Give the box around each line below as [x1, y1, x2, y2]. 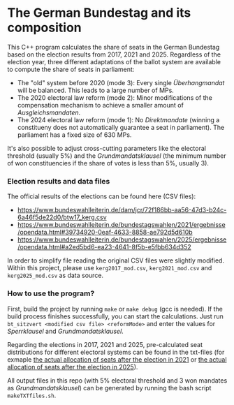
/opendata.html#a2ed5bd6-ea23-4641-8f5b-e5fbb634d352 [17, 243, 192, 251]
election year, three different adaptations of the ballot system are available [7, 57, 221, 66]
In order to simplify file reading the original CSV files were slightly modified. [7, 256, 225, 265]
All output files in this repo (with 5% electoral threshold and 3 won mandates [7, 376, 228, 385]
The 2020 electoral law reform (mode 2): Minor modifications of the [17, 93, 213, 102]
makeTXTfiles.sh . [7, 391, 57, 399]
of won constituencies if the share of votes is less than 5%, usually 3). [7, 159, 210, 167]
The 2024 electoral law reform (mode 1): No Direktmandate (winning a [17, 115, 220, 124]
